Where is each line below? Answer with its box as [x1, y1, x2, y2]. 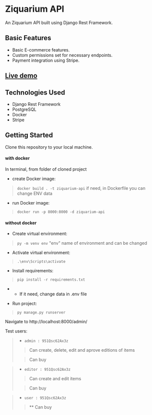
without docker [5, 220, 37, 226]
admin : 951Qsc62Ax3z [24, 338, 68, 344]
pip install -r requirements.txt [17, 277, 86, 283]
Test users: [5, 328, 28, 334]
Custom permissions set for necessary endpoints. [12, 52, 113, 58]
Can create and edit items [29, 376, 82, 382]
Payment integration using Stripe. [12, 57, 80, 63]
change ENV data [17, 190, 53, 196]
